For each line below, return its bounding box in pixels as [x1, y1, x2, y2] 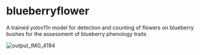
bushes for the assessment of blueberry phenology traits [6, 30, 147, 37]
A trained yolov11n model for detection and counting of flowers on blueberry [6, 24, 194, 31]
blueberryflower [6, 4, 90, 18]
